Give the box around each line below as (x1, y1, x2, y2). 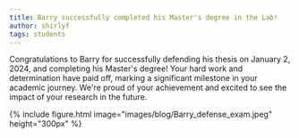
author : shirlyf (9, 21, 70, 30)
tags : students (9, 29, 66, 38)
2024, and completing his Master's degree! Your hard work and (9, 63, 243, 74)
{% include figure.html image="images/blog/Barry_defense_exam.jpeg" (9, 109, 273, 120)
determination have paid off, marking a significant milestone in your (9, 73, 258, 84)
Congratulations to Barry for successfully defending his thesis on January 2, (9, 54, 291, 65)
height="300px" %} (9, 118, 82, 129)
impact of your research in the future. (9, 92, 148, 102)
